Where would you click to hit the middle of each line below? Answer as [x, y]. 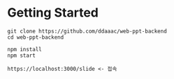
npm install [24, 49]
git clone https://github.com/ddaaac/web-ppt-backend [87, 31]
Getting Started [53, 13]
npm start [22, 55]
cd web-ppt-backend [36, 37]
